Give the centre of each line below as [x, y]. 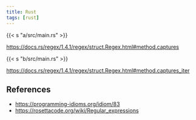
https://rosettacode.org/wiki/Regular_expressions [77, 111]
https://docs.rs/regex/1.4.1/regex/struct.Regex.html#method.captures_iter [98, 70]
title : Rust [21, 12]
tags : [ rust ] [23, 18]
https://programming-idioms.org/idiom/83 [67, 104]
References [29, 89]
